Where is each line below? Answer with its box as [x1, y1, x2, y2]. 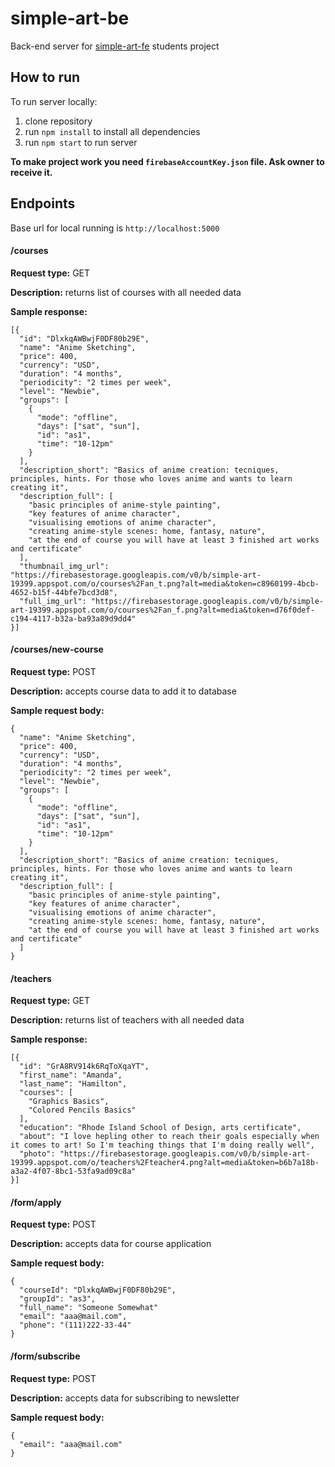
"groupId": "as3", [19, 1294, 97, 1304]
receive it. [10, 166, 53, 178]
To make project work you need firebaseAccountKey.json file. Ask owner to [10, 155, 325, 167]
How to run [10, 69, 81, 86]
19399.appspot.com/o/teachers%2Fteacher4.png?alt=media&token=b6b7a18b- [10, 1158, 320, 1168]
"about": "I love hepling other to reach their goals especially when [19, 1132, 320, 1142]
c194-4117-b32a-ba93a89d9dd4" [10, 613, 137, 624]
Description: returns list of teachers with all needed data [10, 1014, 245, 1026]
